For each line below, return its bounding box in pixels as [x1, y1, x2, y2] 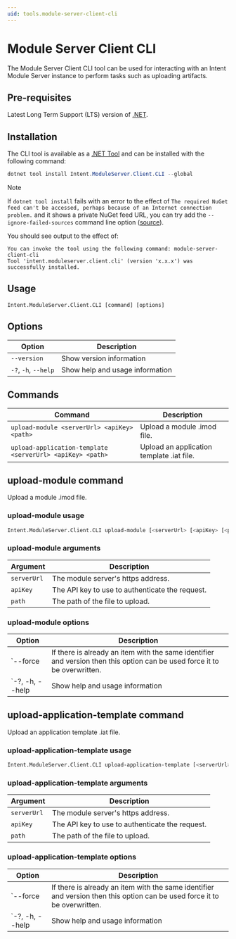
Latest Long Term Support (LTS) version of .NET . [7, 111, 149, 119]
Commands [7, 389, 60, 401]
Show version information [61, 353, 146, 363]
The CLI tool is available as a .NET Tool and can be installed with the [7, 149, 205, 158]
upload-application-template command [7, 709, 184, 721]
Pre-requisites [7, 92, 72, 103]
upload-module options [7, 617, 90, 627]
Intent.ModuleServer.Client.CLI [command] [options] [7, 301, 165, 308]
